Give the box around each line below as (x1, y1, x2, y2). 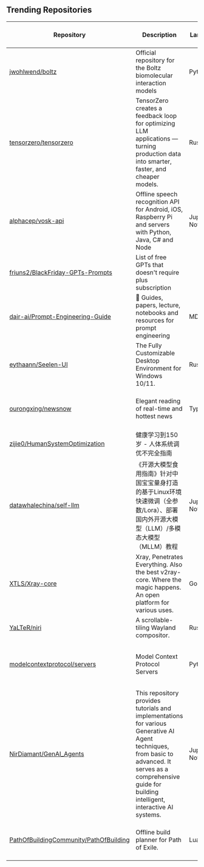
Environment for (135, 364, 182, 372)
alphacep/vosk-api (9, 216, 64, 225)
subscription (135, 283, 172, 291)
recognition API (135, 197, 180, 206)
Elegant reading (135, 397, 181, 405)
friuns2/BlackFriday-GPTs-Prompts (9, 268, 112, 276)
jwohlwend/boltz (9, 67, 57, 75)
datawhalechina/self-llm (9, 501, 80, 509)
